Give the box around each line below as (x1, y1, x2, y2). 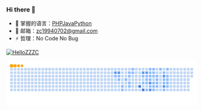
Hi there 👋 (6, 5, 36, 14)
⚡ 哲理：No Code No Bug (15, 35, 79, 42)
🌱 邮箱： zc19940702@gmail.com (15, 27, 98, 35)
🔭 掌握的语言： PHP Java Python (15, 20, 92, 27)
